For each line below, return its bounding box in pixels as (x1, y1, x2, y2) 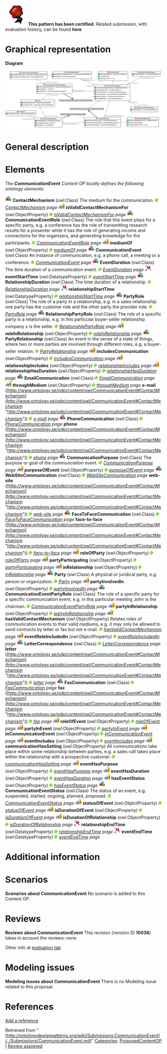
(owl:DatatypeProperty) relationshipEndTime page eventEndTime (5, 829, 153, 835)
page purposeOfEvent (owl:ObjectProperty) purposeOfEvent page (5, 467, 155, 473)
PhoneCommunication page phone (5, 421, 78, 427)
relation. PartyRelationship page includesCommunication (17, 349, 149, 354)
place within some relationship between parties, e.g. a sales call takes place (5, 749, 161, 755)
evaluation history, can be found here (5, 26, 82, 32)
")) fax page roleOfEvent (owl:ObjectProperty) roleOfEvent (22, 718, 160, 724)
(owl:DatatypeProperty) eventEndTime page (5, 834, 100, 840)
